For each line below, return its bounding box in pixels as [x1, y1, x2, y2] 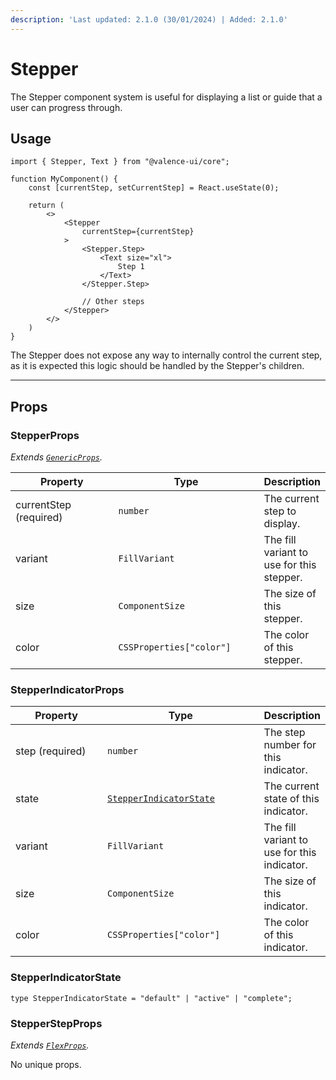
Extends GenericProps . [10, 451, 103, 463]
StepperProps [10, 428, 80, 442]
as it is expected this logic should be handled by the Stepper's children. [10, 360, 305, 372]
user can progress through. [10, 101, 123, 113]
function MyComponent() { [10, 174, 118, 185]
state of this [263, 792, 320, 806]
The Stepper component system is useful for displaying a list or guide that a [10, 91, 323, 103]
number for [263, 738, 317, 752]
